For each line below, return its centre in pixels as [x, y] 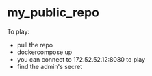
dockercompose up [45, 52]
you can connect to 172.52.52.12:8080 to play [81, 59]
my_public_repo [53, 13]
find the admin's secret [50, 66]
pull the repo [35, 45]
